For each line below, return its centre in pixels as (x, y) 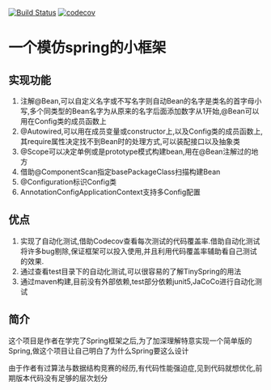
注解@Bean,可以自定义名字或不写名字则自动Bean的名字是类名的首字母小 (141, 101)
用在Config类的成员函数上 (63, 121)
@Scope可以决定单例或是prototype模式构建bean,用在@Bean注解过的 (135, 151)
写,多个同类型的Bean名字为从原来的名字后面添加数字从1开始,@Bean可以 (140, 111)
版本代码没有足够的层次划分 (61, 378)
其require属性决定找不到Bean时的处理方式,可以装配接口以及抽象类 (130, 141)
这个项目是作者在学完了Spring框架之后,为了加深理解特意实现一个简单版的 (130, 341)
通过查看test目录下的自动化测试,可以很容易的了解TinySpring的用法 (130, 271)
